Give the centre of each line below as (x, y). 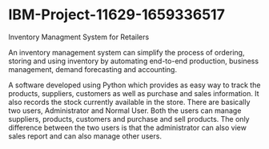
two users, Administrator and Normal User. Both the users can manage (125, 111)
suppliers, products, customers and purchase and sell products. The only (129, 119)
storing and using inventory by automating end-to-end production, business (133, 61)
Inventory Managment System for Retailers (79, 37)
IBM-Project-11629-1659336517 (117, 15)
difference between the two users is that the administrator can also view (127, 127)
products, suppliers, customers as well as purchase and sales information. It (134, 93)
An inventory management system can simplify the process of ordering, (126, 52)
